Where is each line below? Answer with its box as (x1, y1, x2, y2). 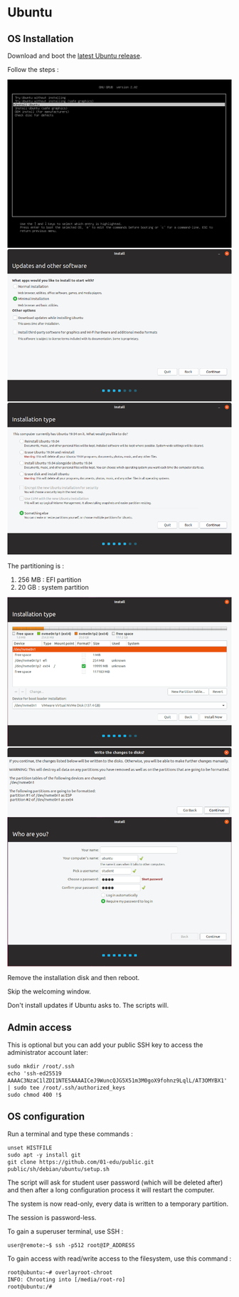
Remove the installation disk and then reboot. (7, 973, 140, 981)
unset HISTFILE (7, 1144, 53, 1151)
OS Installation (7, 33, 74, 45)
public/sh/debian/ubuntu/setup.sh (7, 1165, 110, 1172)
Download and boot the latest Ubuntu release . (7, 51, 142, 60)
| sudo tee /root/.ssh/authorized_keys (7, 1084, 126, 1091)
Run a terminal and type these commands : (7, 1130, 134, 1138)
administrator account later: (7, 1048, 89, 1056)
